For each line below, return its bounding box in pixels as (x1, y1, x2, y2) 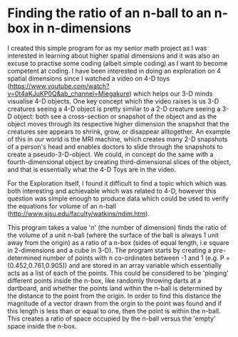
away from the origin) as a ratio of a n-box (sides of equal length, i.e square (7, 238, 229, 247)
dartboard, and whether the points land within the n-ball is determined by (7, 283, 222, 292)
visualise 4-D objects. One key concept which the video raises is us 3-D (7, 96, 219, 105)
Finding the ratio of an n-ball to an (7, 5, 212, 21)
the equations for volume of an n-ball (7, 201, 116, 210)
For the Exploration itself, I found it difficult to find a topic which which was (7, 178, 227, 187)
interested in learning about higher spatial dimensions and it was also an (7, 51, 219, 60)
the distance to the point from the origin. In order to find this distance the (7, 291, 222, 300)
